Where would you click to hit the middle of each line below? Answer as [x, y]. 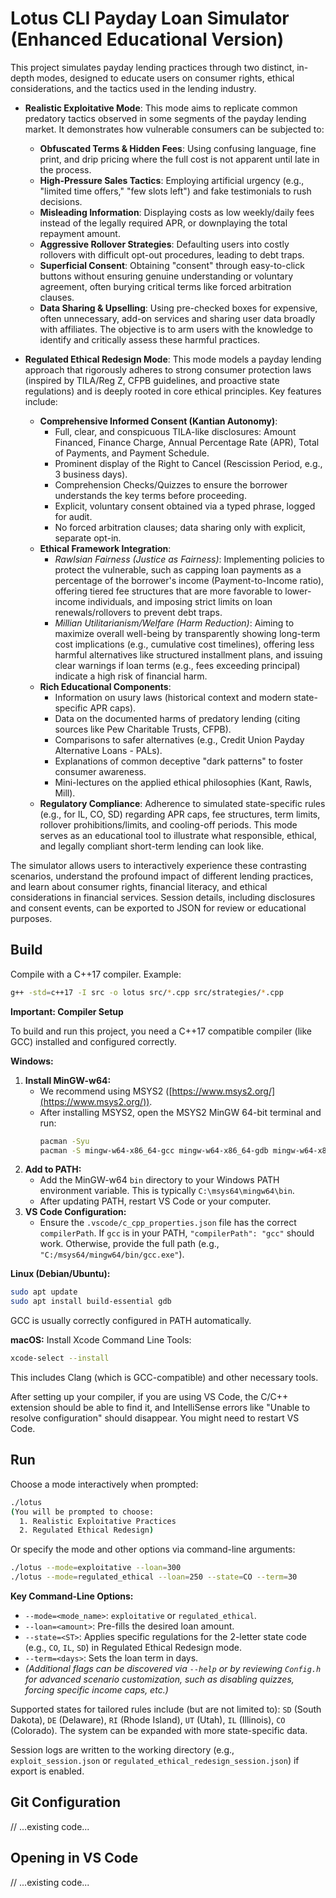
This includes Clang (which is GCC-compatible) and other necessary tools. [164, 1377]
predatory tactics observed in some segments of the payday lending [165, 118]
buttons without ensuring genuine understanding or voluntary [166, 276]
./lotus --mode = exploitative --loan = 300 [96, 1568]
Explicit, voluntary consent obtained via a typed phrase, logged [185, 506]
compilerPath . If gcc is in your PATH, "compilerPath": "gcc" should [177, 1233]
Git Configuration [65, 1802]
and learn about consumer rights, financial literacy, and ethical [139, 886]
